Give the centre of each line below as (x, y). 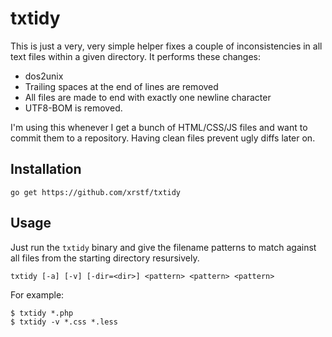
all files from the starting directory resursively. (105, 258)
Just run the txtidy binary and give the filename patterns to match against (163, 247)
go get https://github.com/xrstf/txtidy (96, 192)
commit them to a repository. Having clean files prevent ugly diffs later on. (163, 138)
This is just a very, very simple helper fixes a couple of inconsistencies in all (166, 46)
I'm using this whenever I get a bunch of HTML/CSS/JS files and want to (159, 127)
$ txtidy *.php (42, 313)
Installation (46, 169)
